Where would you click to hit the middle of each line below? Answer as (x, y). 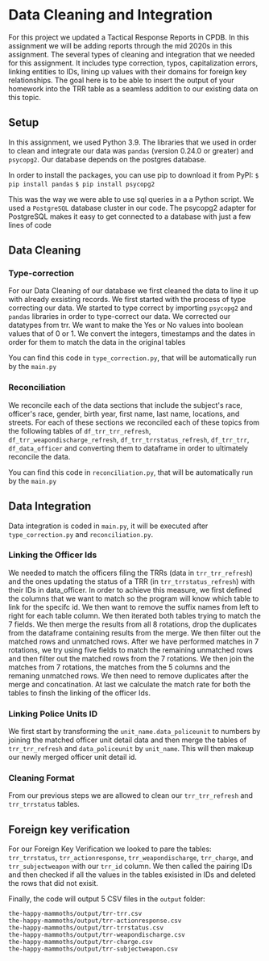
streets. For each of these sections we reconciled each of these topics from (134, 422)
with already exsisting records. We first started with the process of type (127, 300)
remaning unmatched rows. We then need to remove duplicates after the (128, 675)
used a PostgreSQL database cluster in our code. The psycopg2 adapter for (132, 208)
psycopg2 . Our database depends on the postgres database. (108, 159)
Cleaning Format (41, 778)
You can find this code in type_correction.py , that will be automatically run (132, 358)
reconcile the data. (39, 456)
